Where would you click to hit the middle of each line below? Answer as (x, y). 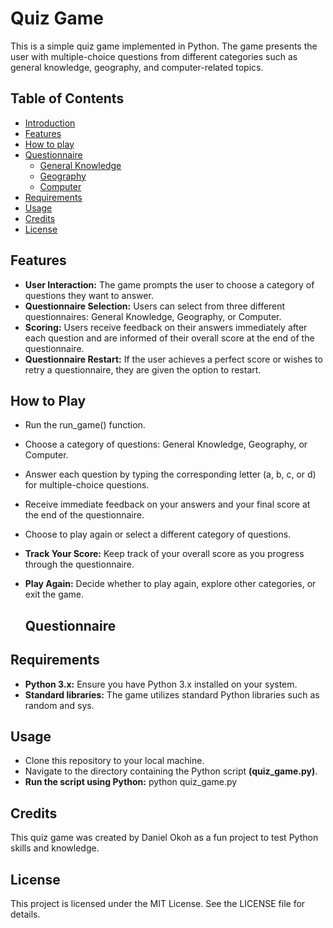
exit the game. (54, 594)
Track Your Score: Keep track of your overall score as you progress (164, 554)
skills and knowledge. (55, 848)
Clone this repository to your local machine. (114, 761)
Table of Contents (67, 98)
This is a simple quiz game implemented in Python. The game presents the (164, 46)
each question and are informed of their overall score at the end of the (169, 338)
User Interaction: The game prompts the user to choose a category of (169, 284)
